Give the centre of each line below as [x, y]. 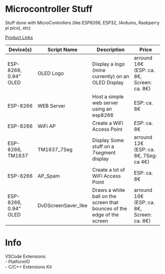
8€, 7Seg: [145, 155]
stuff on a [103, 146]
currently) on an [110, 76]
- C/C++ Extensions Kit [28, 267]
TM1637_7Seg [55, 150]
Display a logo [109, 64]
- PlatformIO [18, 261]
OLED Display [108, 82]
